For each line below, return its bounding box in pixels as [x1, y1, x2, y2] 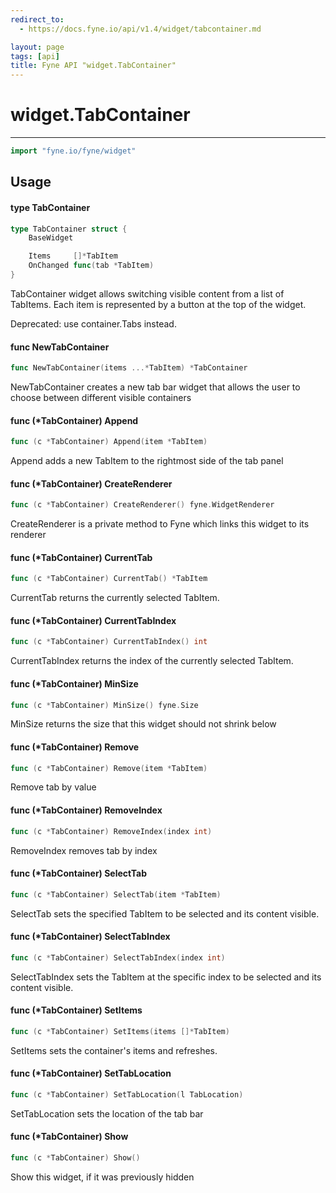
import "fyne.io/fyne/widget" [10, 146, 137, 156]
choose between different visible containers [10, 391, 192, 403]
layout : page [10, 42, 65, 52]
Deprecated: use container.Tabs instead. [10, 317, 177, 330]
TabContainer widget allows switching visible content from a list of [10, 287, 285, 300]
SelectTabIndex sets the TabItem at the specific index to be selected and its [10, 971, 322, 983]
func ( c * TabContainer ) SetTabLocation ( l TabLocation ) [10, 1089, 244, 1100]
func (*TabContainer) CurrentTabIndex [10, 614, 177, 626]
